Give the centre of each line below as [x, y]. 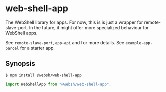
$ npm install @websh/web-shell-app [44, 75]
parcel [12, 48]
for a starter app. [37, 48]
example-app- [139, 43]
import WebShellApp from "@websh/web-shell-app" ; [58, 84]
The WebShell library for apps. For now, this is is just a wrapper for [74, 22]
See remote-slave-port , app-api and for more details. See [65, 42]
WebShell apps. [21, 33]
